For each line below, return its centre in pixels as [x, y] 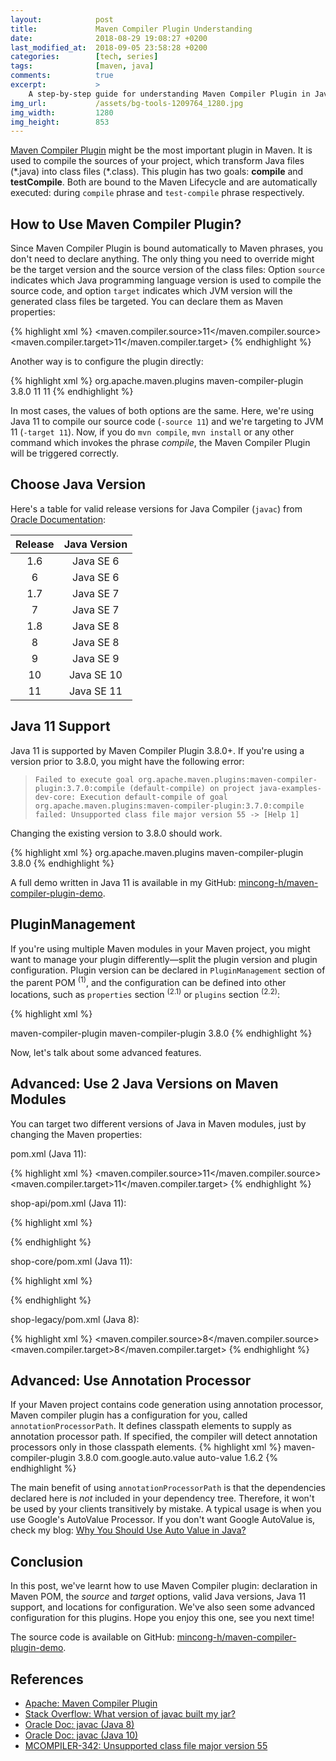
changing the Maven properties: [76, 1134]
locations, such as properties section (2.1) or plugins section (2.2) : [145, 993]
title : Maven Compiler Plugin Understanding [131, 29]
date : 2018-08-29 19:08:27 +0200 [109, 38]
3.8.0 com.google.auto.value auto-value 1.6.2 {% [177, 1458]
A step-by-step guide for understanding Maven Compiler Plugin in [169, 94]
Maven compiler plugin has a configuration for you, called [129, 1415]
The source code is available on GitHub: [92, 1637]
